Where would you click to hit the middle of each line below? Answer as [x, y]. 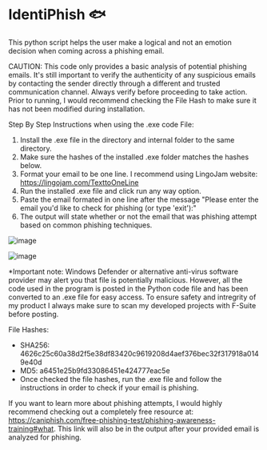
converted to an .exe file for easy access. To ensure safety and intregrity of [132, 297]
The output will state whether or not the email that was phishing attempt [138, 216]
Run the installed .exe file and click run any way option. [110, 191]
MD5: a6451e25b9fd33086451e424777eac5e [95, 370]
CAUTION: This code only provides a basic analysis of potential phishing [128, 66]
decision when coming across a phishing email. [86, 50]
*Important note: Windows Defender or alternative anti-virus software [123, 271]
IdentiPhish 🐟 [57, 15]
